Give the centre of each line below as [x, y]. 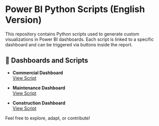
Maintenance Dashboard [39, 88]
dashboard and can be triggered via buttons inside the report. [69, 44]
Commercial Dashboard [38, 73]
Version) [23, 20]
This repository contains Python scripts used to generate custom [72, 34]
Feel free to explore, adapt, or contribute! [48, 118]
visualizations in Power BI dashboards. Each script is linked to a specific [79, 39]
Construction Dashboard [39, 103]
